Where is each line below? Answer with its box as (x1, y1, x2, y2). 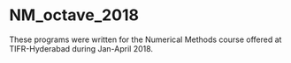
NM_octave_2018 (9, 5, 140, 25)
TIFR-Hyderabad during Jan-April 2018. (9, 43, 153, 53)
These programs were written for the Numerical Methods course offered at (9, 34, 282, 45)
